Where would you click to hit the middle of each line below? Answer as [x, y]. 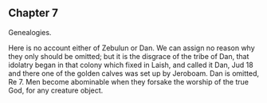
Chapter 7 [33, 13]
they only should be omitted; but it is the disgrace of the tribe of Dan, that [129, 56]
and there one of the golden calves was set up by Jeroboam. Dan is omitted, [134, 73]
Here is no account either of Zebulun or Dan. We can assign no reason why [132, 48]
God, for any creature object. [56, 90]
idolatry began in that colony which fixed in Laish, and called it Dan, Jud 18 [131, 65]
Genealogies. [30, 32]
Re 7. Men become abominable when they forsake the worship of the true [129, 81]
